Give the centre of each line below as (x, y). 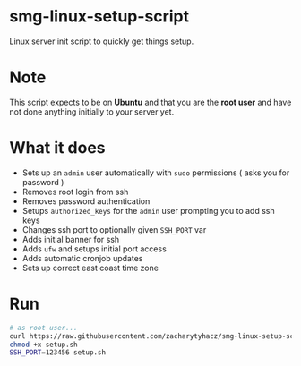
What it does (57, 148)
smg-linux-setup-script (99, 17)
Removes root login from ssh (75, 192)
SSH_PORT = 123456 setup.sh (57, 353)
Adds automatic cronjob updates (82, 258)
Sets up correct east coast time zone (90, 268)
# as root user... (43, 328)
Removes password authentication (86, 201)
